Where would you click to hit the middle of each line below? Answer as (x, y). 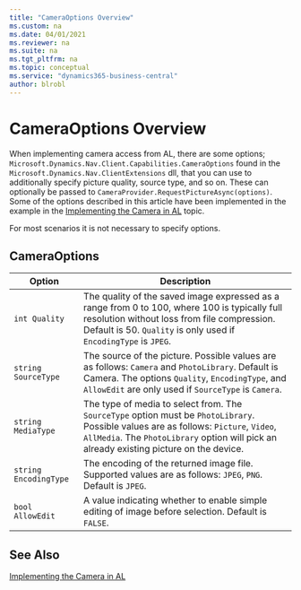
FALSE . (96, 523)
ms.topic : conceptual (50, 68)
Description (185, 282)
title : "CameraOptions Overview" (72, 17)
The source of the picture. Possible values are (180, 356)
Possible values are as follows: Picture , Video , (180, 427)
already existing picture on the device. (164, 449)
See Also (34, 555)
